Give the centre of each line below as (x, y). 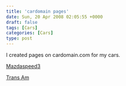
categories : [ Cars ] (30, 33)
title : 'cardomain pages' (37, 11)
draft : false (22, 22)
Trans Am (17, 77)
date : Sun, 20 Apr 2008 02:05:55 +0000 (55, 17)
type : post (19, 38)
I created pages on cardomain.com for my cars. (63, 55)
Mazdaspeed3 (23, 66)
